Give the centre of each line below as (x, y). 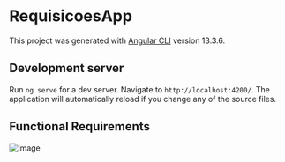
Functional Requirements (79, 126)
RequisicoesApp (71, 16)
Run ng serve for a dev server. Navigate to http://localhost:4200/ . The (140, 89)
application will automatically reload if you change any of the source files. (142, 99)
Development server (67, 68)
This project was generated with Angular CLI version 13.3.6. (117, 40)
